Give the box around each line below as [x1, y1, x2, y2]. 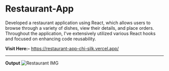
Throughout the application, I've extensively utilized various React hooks [5, 30, 156, 36]
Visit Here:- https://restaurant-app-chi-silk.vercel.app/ [5, 45, 119, 51]
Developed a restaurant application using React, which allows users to [5, 20, 151, 26]
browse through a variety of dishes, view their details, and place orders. [5, 25, 154, 31]
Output [5, 60, 21, 66]
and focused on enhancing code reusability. [5, 36, 97, 42]
